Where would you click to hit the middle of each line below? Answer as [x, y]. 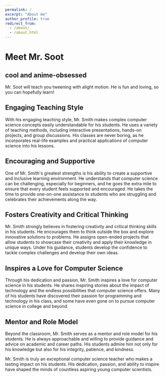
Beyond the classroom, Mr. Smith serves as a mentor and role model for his [81, 334]
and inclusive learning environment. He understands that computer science [82, 178]
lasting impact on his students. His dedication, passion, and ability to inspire [82, 364]
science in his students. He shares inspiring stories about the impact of [77, 285]
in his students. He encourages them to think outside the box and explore [80, 232]
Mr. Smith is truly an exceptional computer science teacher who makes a [79, 359]
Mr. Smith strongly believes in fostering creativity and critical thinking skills [81, 227]
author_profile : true [27, 19]
